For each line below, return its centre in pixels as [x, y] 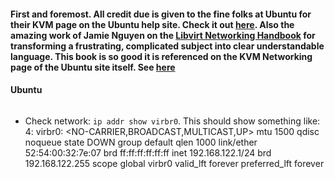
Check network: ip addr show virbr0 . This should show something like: [172, 121]
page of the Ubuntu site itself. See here [93, 67]
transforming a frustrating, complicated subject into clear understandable [167, 46]
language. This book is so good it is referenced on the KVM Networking [161, 56]
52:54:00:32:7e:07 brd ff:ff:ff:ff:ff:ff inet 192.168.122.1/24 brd [148, 152]
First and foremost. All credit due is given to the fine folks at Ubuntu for [161, 14]
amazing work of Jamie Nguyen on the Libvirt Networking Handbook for [163, 35]
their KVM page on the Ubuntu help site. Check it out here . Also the [152, 24]
